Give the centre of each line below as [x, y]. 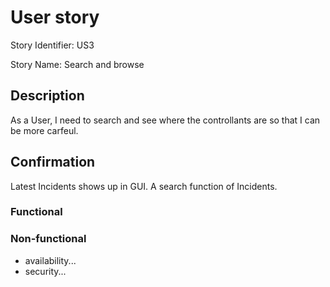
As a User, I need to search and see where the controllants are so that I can [165, 120]
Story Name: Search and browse [77, 64]
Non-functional [48, 239]
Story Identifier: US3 [52, 45]
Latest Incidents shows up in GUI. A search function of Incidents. [144, 186]
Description [47, 96]
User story [55, 17]
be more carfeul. [44, 130]
